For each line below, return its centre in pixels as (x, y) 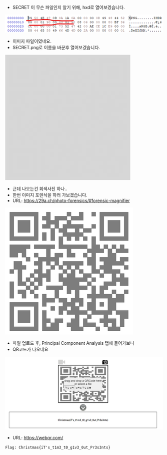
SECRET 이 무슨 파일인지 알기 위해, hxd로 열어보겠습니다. (68, 7)
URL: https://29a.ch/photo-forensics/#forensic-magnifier (71, 200)
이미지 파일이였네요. (32, 41)
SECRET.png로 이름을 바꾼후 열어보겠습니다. (56, 47)
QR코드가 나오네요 (30, 349)
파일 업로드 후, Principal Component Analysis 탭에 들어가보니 (73, 343)
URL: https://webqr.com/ (38, 437)
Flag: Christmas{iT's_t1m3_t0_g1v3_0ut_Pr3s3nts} (58, 447)
